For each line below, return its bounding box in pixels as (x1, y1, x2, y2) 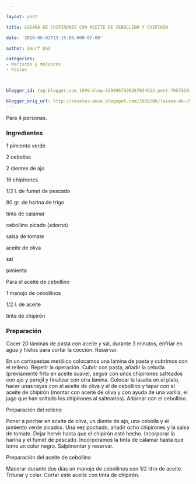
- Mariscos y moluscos (6, 61, 61, 67)
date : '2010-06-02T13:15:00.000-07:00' (6, 35, 103, 41)
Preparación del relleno (6, 406, 62, 413)
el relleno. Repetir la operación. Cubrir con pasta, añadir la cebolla (6, 364, 165, 371)
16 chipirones (6, 176, 38, 183)
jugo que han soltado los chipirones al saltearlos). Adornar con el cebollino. (6, 395, 188, 402)
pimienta (6, 267, 27, 274)
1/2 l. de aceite (6, 301, 41, 308)
